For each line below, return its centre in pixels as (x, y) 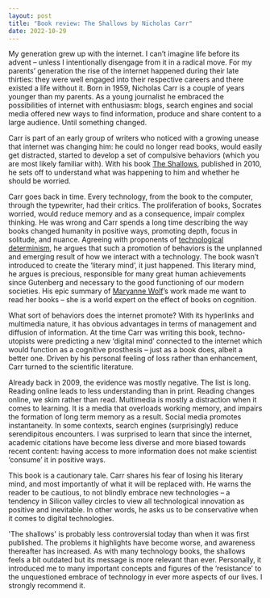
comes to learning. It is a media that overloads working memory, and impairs (135, 408)
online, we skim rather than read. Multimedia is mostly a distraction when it (133, 400)
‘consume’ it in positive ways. (57, 460)
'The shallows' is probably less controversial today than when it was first (129, 534)
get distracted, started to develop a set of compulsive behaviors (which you (134, 155)
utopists (22, 341)
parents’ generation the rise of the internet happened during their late (124, 71)
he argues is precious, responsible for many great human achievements (127, 274)
